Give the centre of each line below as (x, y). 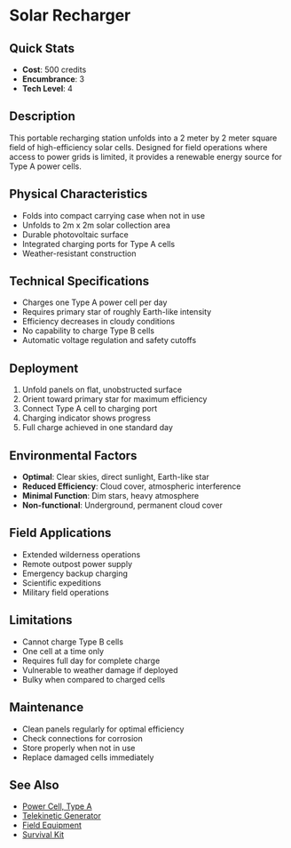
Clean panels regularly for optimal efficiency (103, 729)
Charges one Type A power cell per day (94, 302)
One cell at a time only (63, 651)
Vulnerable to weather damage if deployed (100, 670)
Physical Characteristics (79, 194)
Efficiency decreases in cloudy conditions (98, 322)
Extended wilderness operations (81, 554)
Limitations (41, 620)
